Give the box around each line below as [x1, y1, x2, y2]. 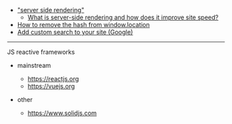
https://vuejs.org [27, 82, 75, 90]
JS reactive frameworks [7, 48, 75, 56]
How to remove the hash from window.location [17, 21, 151, 28]
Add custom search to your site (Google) [17, 28, 133, 36]
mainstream [17, 62, 52, 69]
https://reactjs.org [27, 75, 79, 82]
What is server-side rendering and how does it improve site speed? [27, 13, 219, 21]
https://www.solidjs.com [27, 109, 97, 117]
